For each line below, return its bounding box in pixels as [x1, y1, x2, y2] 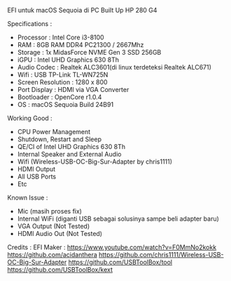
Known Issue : [7, 193, 48, 202]
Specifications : [7, 20, 52, 27]
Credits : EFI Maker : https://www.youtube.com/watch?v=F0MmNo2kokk [7, 243, 217, 251]
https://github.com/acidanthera [7, 251, 98, 259]
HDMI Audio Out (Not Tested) [17, 230, 103, 237]
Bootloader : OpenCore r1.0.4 [17, 93, 102, 101]
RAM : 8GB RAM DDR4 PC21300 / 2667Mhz [17, 41, 144, 48]
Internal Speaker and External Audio [17, 150, 122, 158]
